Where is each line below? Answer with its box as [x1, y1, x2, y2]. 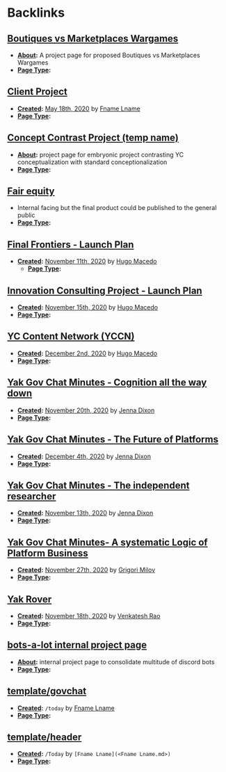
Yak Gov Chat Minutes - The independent [7, 479, 190, 491]
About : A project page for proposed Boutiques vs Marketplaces [17, 51, 200, 59]
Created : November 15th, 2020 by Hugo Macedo [17, 303, 159, 312]
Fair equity [7, 186, 55, 198]
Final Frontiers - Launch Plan [7, 239, 134, 250]
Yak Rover [7, 593, 52, 605]
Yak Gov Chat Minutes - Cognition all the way [7, 377, 207, 389]
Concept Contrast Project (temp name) [7, 132, 179, 144]
